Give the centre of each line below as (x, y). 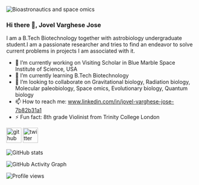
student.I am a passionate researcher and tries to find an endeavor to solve (99, 45)
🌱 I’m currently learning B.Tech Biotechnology (72, 76)
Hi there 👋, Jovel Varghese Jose (54, 25)
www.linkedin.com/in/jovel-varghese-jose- (121, 102)
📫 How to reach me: (41, 102)
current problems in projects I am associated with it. (71, 51)
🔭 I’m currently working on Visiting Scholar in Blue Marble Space (95, 63)
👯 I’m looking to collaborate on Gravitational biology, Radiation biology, (103, 82)
